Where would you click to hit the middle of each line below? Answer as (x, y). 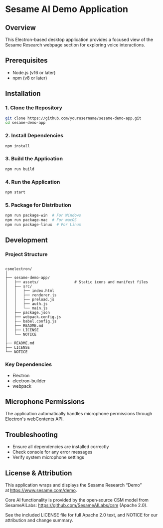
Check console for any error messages (52, 452)
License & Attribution (39, 473)
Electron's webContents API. (34, 419)
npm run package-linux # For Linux (43, 225)
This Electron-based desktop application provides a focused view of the (79, 39)
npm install (17, 146)
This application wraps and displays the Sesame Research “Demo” (74, 485)
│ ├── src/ (19, 286)
